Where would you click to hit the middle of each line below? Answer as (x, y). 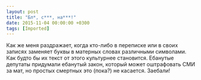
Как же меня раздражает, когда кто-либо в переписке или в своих (92, 45)
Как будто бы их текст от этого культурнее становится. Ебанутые (90, 58)
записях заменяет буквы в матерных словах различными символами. (97, 52)
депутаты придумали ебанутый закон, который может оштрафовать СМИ (101, 64)
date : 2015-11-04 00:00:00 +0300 (48, 23)
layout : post (22, 12)
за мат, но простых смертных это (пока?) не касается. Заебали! (88, 71)
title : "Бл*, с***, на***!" (41, 17)
